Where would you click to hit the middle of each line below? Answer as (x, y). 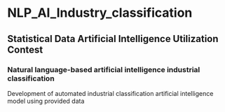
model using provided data (46, 101)
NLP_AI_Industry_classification (100, 13)
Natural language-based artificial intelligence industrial (104, 69)
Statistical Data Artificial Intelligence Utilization (113, 39)
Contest (25, 49)
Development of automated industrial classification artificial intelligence (110, 93)
